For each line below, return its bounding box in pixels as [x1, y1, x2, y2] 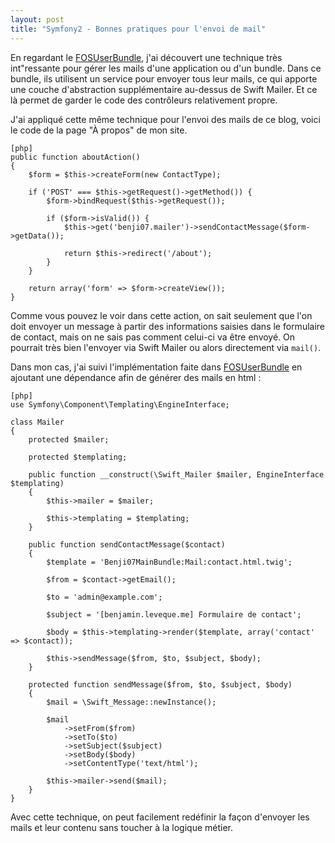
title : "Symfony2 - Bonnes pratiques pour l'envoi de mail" [10, 24, 267, 34]
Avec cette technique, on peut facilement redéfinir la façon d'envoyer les [10, 811, 310, 823]
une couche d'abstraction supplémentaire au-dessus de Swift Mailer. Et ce [10, 83, 318, 95]
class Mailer [10, 417, 65, 427]
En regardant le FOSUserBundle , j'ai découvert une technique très [10, 51, 283, 63]
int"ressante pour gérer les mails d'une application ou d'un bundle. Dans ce [10, 62, 322, 74]
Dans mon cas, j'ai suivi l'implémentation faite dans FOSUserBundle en [10, 361, 303, 373]
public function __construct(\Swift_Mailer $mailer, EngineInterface [28, 469, 325, 480]
